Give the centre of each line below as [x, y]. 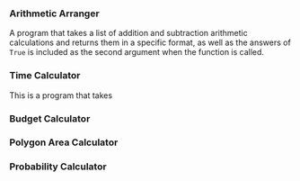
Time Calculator [45, 76]
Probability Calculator [58, 167]
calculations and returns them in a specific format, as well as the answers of [150, 42]
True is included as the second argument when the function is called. [137, 52]
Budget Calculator [50, 118]
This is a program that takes [61, 95]
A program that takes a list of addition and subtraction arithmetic [129, 33]
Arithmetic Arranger [55, 14]
